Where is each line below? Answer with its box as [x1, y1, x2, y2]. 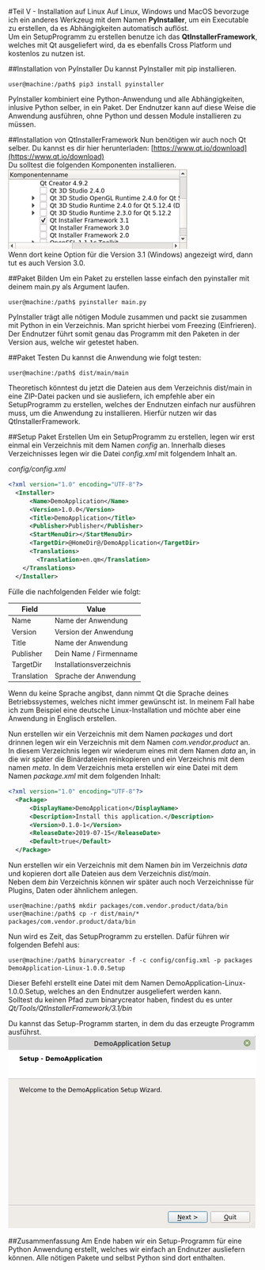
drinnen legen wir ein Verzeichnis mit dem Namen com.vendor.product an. [8, 738, 251, 747]
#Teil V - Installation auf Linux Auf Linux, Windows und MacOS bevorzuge [8, 7, 249, 16]
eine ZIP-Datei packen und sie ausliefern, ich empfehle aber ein [8, 391, 215, 401]
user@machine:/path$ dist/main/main [8, 369, 129, 377]
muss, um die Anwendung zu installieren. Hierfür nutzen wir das [8, 408, 218, 418]
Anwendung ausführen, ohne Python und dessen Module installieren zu [8, 111, 242, 120]
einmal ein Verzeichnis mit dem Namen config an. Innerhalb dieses [8, 440, 225, 450]
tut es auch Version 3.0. [8, 258, 85, 268]
